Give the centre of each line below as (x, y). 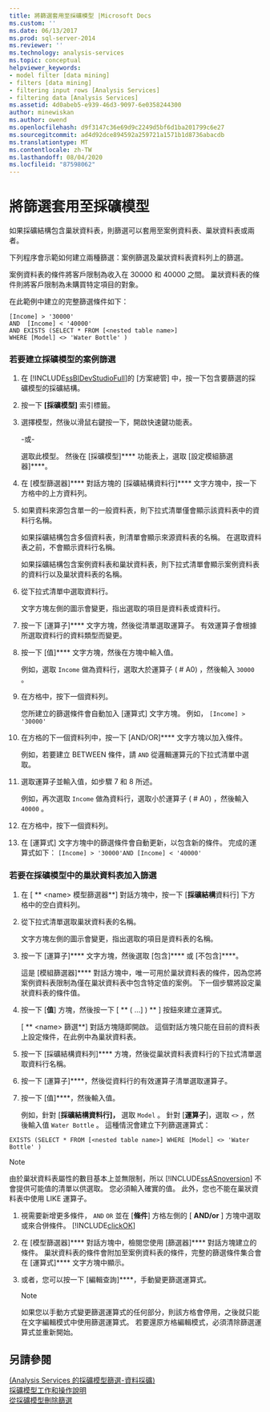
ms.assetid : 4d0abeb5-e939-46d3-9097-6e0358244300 (95, 105)
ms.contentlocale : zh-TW (50, 150)
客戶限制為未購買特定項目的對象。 (86, 284)
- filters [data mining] (50, 82)
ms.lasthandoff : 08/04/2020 (56, 157)
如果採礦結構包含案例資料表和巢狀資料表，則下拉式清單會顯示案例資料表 (140, 565)
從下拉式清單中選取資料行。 (66, 591)
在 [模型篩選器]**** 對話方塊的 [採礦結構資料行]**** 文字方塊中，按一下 (139, 483)
